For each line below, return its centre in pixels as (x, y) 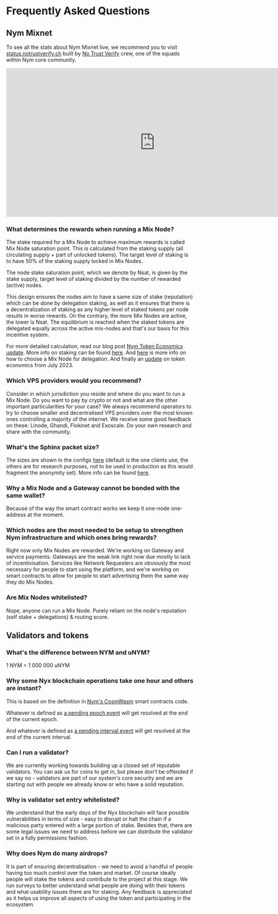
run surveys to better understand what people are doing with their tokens (96, 885)
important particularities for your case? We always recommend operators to (99, 406)
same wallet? (26, 495)
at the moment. (46, 515)
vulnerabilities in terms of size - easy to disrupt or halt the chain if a (89, 819)
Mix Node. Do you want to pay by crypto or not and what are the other (92, 400)
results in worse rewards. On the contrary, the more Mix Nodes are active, (97, 316)
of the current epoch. (32, 719)
